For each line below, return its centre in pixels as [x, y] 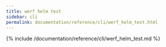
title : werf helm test [34, 11]
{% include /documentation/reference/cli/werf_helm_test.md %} [83, 39]
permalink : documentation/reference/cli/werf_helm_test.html [82, 22]
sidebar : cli [22, 17]
